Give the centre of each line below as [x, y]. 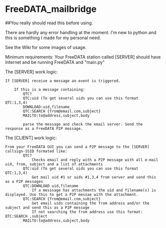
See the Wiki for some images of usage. [46, 47]
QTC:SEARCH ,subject [27, 216]
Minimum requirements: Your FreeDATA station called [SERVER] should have [83, 57]
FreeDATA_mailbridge [51, 9]
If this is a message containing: [50, 89]
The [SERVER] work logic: [31, 72]
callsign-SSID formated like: [36, 151]
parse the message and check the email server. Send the [83, 124]
